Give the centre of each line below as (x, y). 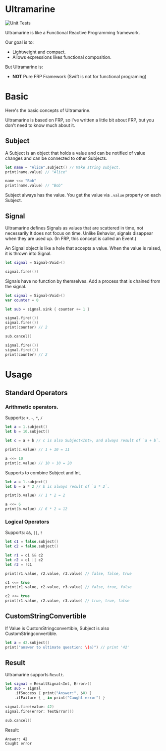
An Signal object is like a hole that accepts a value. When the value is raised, (83, 248)
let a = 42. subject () (28, 643)
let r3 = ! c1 (19, 564)
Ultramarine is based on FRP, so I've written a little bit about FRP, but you (80, 120)
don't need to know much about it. (40, 125)
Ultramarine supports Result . (35, 675)
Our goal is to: (20, 42)
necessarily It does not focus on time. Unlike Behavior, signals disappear (79, 233)
